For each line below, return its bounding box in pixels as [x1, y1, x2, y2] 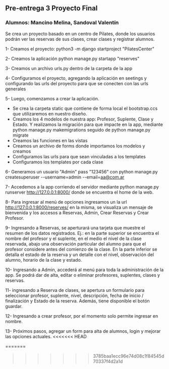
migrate [12, 132, 29, 138]
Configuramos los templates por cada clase [12, 159, 103, 165]
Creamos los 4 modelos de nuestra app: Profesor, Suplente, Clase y [12, 116, 154, 122]
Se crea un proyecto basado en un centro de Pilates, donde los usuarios [5, 30, 155, 37]
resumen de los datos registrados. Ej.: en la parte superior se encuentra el [5, 230, 159, 236]
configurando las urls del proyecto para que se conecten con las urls [5, 80, 149, 86]
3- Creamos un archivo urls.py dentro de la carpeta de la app [5, 65, 133, 71]
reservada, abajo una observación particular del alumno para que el [5, 240, 146, 247]
